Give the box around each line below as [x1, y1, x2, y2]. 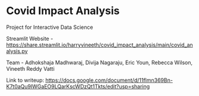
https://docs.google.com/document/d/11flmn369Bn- [45, 77, 173, 84]
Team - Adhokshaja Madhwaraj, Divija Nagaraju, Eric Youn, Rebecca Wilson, [6, 59, 193, 66]
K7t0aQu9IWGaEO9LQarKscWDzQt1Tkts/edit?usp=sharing [6, 82, 150, 90]
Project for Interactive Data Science [6, 24, 93, 31]
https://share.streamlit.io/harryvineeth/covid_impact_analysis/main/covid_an [6, 41, 193, 48]
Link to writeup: [6, 77, 45, 84]
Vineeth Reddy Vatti [6, 65, 55, 72]
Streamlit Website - [6, 35, 53, 42]
